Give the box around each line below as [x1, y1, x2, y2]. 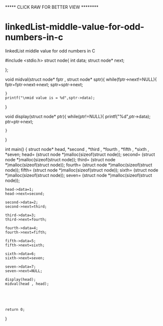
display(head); [5, 277, 36, 282]
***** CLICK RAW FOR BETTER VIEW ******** [5, 4, 99, 10]
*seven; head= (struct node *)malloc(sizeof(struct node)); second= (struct [5, 151, 155, 157]
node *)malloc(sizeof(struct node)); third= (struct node [5, 156, 116, 162]
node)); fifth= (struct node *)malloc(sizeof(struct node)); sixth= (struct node [5, 167, 159, 173]
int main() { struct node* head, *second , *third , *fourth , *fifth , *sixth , [5, 146, 149, 152]
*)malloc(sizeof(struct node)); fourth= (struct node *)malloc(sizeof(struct [5, 162, 153, 168]
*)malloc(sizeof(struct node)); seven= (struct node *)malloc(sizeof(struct [5, 172, 153, 178]
